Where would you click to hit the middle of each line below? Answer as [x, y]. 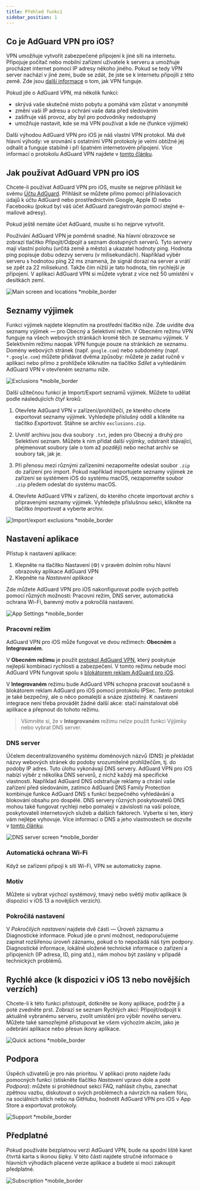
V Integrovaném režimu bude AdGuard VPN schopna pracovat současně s [98, 684]
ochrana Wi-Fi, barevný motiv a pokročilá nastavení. [70, 602]
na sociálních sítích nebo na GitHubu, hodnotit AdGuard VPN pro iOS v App [99, 1099]
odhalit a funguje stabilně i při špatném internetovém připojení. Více [90, 148]
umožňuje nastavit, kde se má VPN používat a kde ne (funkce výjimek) [101, 124]
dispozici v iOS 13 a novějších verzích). [54, 900]
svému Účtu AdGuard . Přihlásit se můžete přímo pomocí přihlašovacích [94, 194]
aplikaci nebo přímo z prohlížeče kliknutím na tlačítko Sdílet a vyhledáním [96, 363]
